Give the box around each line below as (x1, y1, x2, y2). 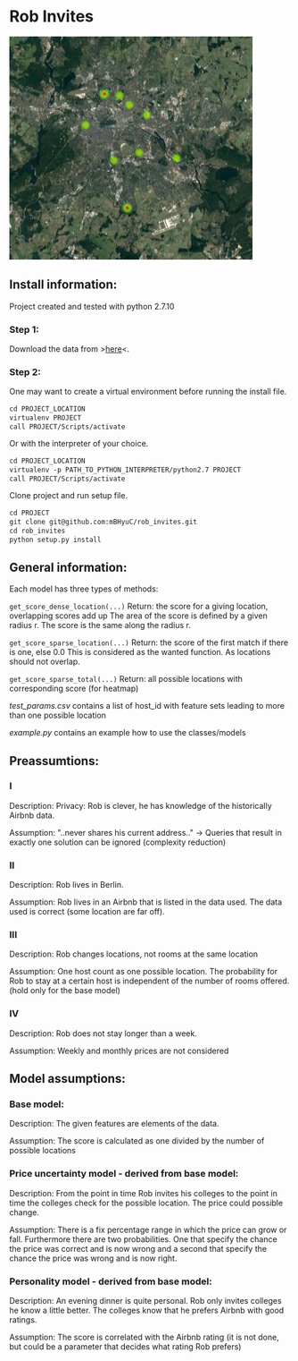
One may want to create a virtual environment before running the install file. (9, 387, 287, 397)
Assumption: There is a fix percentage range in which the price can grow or (9, 1224, 287, 1235)
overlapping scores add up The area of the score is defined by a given (9, 610, 268, 621)
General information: (9, 559, 128, 574)
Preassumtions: (9, 753, 100, 769)
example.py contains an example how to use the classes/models (9, 727, 247, 738)
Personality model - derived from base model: (9, 1275, 212, 1288)
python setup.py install (9, 535, 102, 545)
